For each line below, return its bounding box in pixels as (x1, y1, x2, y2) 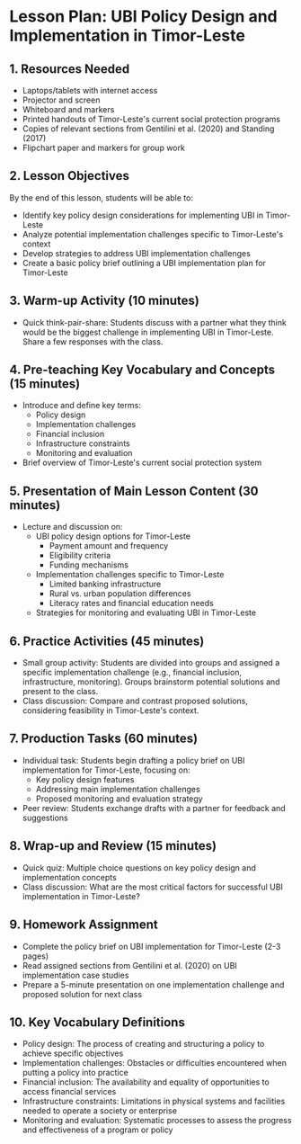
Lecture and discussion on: (22, 522, 123, 532)
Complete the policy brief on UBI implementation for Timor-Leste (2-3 (22, 941, 281, 952)
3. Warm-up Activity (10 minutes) (9, 293, 199, 308)
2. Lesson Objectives (9, 168, 130, 183)
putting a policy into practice (22, 1068, 128, 1078)
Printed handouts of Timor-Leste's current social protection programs (22, 114, 281, 124)
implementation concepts (22, 871, 117, 882)
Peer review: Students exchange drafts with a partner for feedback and (22, 802, 286, 813)
